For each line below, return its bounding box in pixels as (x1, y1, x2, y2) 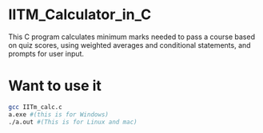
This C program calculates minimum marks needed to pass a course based (8, 32, 256, 41)
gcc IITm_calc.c (8, 103, 62, 111)
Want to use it (8, 77, 102, 95)
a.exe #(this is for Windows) (8, 110, 110, 119)
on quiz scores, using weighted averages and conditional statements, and (8, 40, 251, 49)
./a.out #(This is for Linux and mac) (8, 118, 137, 126)
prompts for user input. (8, 49, 85, 58)
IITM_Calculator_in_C (8, 6, 152, 24)
